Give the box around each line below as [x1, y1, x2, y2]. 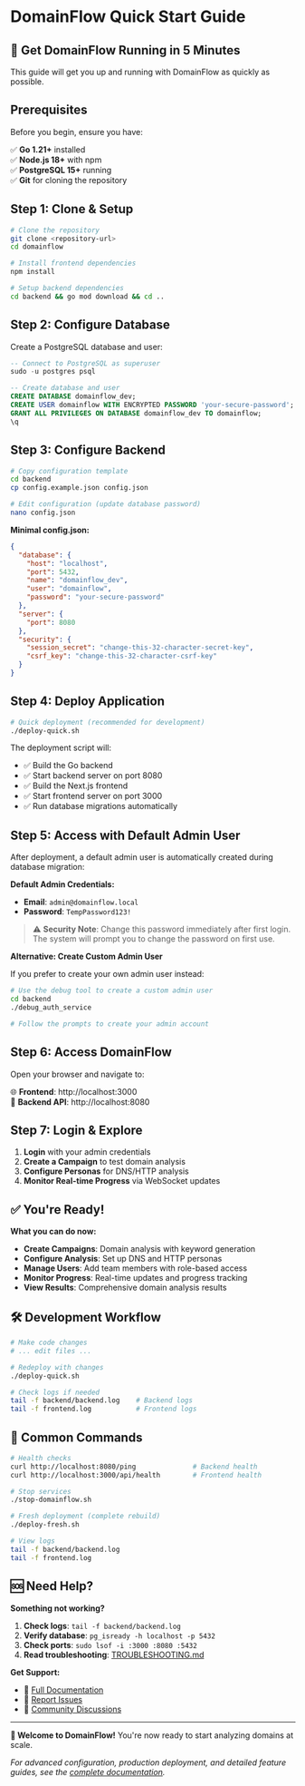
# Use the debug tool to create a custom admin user [10, 986, 214, 995]
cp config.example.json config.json [10, 483, 148, 493]
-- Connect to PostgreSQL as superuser [10, 358, 161, 368]
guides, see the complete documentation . [10, 1766, 166, 1777]
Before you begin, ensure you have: [10, 126, 143, 137]
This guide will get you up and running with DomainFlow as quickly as [10, 66, 271, 77]
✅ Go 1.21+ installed [10, 143, 86, 155]
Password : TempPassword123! [23, 906, 132, 917]
